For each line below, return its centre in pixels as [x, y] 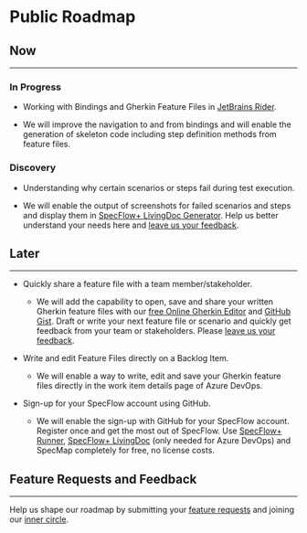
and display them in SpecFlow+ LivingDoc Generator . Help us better [150, 215]
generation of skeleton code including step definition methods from [149, 134]
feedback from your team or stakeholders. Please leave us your [156, 331]
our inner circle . [39, 519]
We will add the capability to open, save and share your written [155, 302]
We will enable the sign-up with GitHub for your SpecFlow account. [163, 421]
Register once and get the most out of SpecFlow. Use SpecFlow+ [159, 431]
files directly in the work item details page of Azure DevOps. [149, 386]
